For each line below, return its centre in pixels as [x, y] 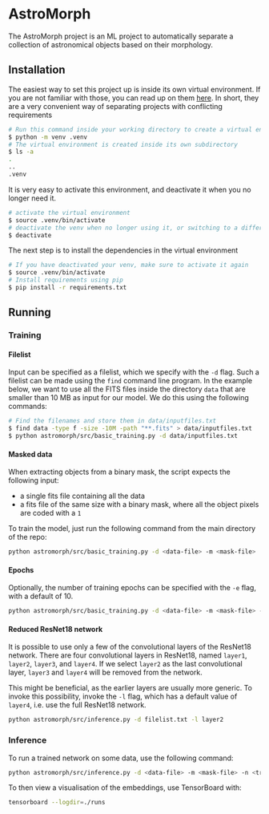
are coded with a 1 [50, 513]
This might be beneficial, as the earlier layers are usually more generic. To [130, 688]
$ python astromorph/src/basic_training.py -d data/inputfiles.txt [123, 436]
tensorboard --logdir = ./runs [57, 803]
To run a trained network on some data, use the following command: [121, 758]
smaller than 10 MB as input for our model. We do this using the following [129, 398]
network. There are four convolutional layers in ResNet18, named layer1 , [128, 655]
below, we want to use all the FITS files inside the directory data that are [127, 389]
